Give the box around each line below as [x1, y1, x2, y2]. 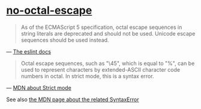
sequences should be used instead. [20, 36, 109, 43]
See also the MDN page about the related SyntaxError [6, 96, 139, 103]
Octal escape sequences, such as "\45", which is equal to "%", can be [20, 60, 195, 67]
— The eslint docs [6, 48, 51, 55]
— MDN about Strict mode [6, 84, 72, 91]
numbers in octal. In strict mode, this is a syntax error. [20, 72, 154, 79]
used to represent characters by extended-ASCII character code [20, 66, 181, 73]
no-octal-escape [6, 4, 92, 17]
